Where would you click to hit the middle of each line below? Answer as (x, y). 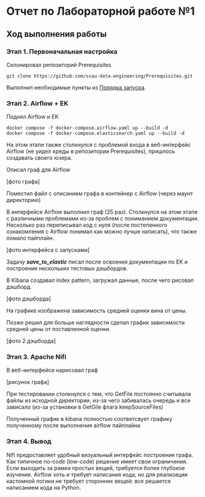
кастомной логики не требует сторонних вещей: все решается (89, 481)
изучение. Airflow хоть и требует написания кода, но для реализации (97, 474)
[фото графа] (23, 182)
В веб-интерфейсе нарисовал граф (52, 370)
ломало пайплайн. (30, 238)
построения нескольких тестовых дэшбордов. (67, 268)
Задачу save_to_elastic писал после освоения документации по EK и (97, 262)
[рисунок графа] (28, 382)
